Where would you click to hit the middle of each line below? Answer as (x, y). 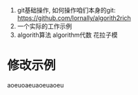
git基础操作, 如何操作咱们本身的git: (66, 10)
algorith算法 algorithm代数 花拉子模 (67, 35)
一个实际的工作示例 (45, 26)
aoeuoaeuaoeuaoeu (36, 85)
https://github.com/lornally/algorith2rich (74, 18)
